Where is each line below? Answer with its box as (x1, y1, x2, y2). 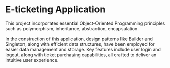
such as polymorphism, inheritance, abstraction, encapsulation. (5, 25, 139, 31)
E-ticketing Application (5, 4, 106, 15)
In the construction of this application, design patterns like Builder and (5, 36, 153, 42)
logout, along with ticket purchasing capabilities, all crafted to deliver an (5, 52, 157, 58)
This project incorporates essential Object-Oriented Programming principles (5, 20, 165, 26)
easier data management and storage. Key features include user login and (5, 46, 161, 52)
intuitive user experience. (5, 57, 59, 63)
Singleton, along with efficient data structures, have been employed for (5, 41, 155, 47)
